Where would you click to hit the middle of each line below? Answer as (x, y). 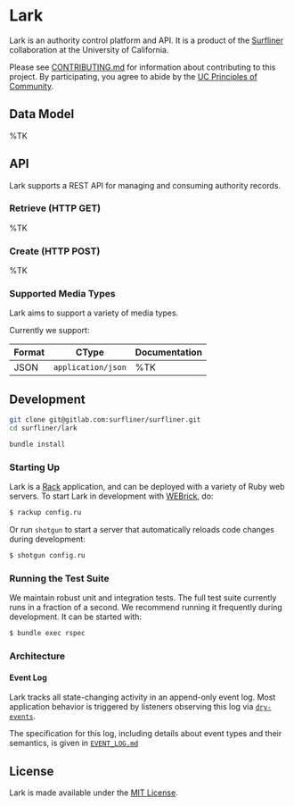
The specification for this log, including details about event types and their (146, 734)
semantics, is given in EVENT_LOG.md (74, 743)
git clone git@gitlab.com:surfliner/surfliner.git (105, 420)
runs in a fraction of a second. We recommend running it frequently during (146, 608)
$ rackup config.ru (45, 513)
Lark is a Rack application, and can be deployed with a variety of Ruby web (147, 487)
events (21, 717)
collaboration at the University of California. (89, 49)
